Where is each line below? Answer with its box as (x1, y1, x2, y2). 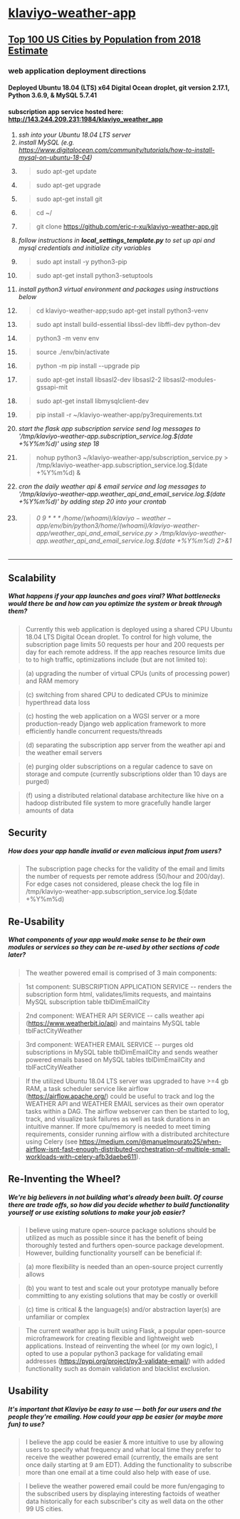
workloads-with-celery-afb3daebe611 (25, 1152, 137, 1161)
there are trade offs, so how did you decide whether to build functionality (8, 1200, 230, 1209)
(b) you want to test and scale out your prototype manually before (25, 1283, 219, 1292)
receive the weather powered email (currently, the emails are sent (25, 1453, 219, 1461)
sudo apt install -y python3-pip (36, 258, 127, 266)
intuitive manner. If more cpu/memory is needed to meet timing (25, 1122, 211, 1130)
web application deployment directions (8, 66, 147, 75)
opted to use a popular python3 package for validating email (25, 1349, 203, 1357)
